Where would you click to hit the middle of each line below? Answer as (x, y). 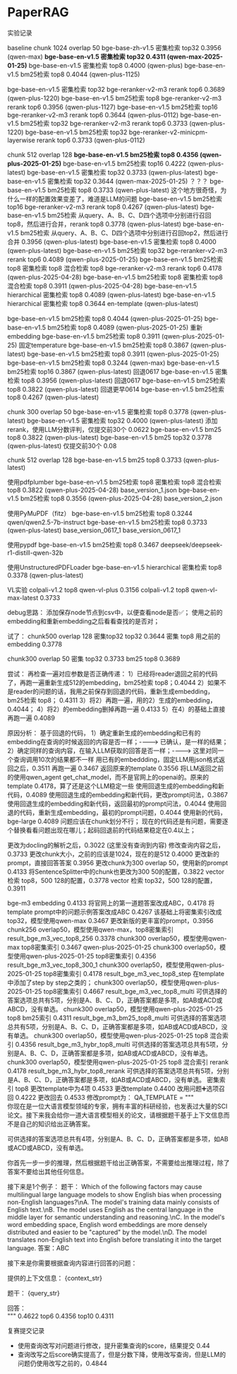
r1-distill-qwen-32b (35, 553)
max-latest (23, 597)
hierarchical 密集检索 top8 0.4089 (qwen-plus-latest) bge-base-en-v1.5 (112, 295)
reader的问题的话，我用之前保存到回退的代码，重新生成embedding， (113, 691)
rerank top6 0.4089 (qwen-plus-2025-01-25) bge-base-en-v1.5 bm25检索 (115, 259)
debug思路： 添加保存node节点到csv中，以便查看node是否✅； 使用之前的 (115, 612)
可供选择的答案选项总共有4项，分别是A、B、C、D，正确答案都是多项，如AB (118, 1139)
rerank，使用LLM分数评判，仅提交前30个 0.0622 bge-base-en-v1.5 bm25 (115, 429)
